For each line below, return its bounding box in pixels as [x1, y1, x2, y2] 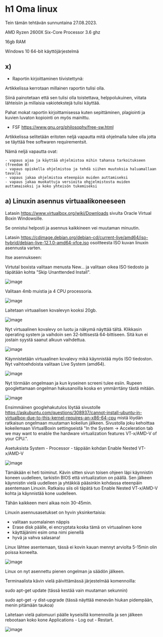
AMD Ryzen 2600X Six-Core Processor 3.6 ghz [5, 29, 101, 35]
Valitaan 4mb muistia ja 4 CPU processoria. [5, 288, 93, 294]
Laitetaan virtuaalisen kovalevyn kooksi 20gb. [5, 307, 97, 313]
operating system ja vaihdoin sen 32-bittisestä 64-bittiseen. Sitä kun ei [5, 331, 148, 337]
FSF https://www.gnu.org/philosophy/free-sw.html [12, 124, 114, 130]
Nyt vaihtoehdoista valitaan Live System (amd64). [5, 361, 106, 367]
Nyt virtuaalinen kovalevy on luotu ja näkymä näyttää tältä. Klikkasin [5, 326, 142, 332]
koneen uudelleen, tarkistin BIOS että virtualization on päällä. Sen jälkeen [5, 474, 152, 480]
